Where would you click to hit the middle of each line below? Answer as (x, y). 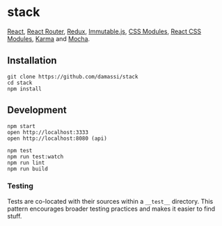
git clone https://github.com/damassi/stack (73, 76)
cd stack (20, 83)
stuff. (15, 216)
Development (37, 110)
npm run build (28, 169)
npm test (20, 150)
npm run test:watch (35, 156)
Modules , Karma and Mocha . (49, 38)
